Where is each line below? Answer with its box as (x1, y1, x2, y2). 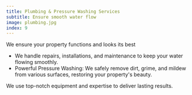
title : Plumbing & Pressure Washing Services (6, 8, 120, 15)
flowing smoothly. (14, 59, 58, 66)
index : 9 (6, 25, 28, 31)
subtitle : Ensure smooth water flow (6, 14, 96, 20)
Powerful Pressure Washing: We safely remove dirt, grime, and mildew (14, 65, 186, 72)
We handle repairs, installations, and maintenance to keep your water (14, 52, 183, 59)
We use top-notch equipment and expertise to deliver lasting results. (6, 83, 173, 90)
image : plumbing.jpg (6, 19, 57, 25)
